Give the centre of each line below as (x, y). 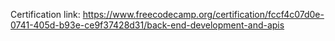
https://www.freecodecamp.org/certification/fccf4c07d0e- (203, 14)
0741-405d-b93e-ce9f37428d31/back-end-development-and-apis (147, 25)
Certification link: (45, 14)
